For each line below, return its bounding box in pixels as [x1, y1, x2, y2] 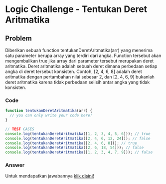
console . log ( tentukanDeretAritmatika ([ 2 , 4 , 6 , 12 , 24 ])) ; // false [5, 136, 151, 141]
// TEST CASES [5, 126, 35, 131]
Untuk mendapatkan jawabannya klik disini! [5, 173, 94, 179]
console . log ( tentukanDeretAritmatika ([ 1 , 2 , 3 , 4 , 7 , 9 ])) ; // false [5, 150, 153, 155]
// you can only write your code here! [9, 113, 93, 118]
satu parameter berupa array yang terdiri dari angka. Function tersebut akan [5, 52, 162, 58]
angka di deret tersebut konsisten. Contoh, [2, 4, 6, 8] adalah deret [5, 68, 142, 74]
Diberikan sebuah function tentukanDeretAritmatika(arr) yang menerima [5, 47, 153, 53]
